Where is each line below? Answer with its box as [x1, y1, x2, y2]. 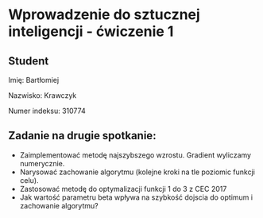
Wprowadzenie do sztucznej [8, 6, 200, 24]
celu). [19, 175, 39, 185]
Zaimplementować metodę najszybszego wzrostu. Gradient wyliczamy [19, 150, 252, 160]
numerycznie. [19, 158, 65, 168]
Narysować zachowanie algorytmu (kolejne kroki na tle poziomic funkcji [19, 167, 256, 177]
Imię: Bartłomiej [8, 76, 60, 84]
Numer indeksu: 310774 [8, 106, 86, 115]
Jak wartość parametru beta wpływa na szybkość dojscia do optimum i [19, 193, 253, 202]
